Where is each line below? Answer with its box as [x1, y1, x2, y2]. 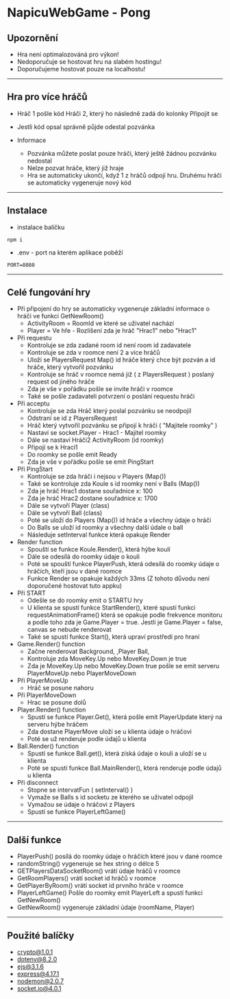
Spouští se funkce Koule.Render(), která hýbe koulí [27, 545, 171, 554]
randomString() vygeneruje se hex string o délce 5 [16, 860, 159, 868]
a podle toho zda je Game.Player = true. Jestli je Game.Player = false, [27, 618, 223, 626]
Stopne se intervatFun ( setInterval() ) [27, 786, 133, 794]
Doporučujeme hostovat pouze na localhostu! [16, 65, 146, 73]
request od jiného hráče [27, 377, 95, 386]
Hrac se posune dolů [27, 698, 87, 707]
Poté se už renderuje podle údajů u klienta [27, 735, 147, 743]
